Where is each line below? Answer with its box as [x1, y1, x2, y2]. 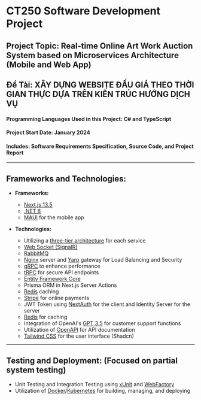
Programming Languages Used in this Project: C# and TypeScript [6, 115, 172, 122]
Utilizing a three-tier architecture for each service [23, 237, 146, 244]
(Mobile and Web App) [6, 59, 92, 69]
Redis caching [23, 288, 59, 295]
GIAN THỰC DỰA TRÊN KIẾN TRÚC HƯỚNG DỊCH [6, 89, 190, 99]
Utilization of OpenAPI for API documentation [23, 326, 136, 334]
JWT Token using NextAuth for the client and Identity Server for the [23, 301, 191, 308]
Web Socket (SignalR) [23, 244, 78, 251]
